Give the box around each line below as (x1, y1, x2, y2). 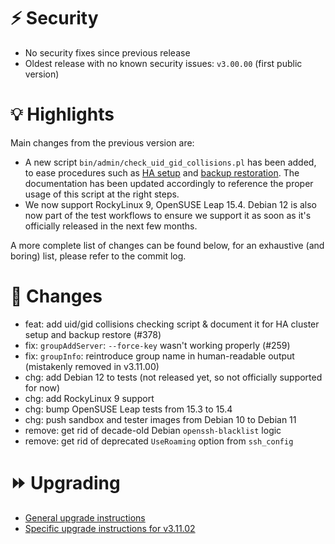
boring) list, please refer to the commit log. (10, 250, 187, 262)
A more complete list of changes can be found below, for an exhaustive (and (10, 239, 325, 251)
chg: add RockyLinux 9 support (24, 392, 155, 404)
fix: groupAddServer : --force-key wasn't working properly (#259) (24, 339, 291, 351)
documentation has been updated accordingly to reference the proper (24, 177, 314, 189)
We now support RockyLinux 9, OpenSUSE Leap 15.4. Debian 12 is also (24, 198, 318, 210)
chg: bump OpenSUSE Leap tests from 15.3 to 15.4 (24, 403, 233, 415)
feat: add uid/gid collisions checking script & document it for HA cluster (24, 318, 320, 330)
